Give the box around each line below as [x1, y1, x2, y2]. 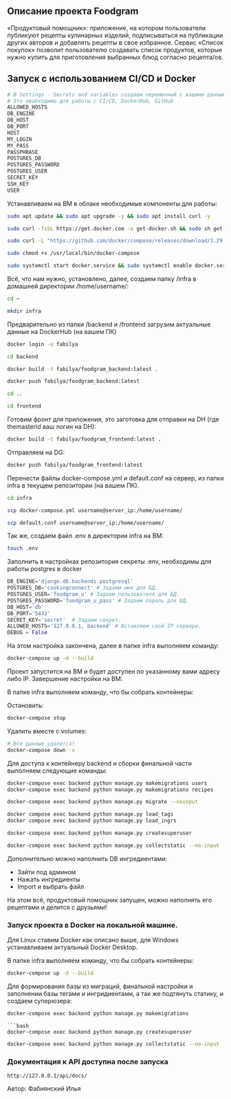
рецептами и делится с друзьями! [7, 903, 107, 911]
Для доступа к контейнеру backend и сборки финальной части [7, 759, 192, 767]
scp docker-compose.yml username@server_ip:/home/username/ [7, 507, 184, 514]
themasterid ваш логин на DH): [7, 423, 96, 430]
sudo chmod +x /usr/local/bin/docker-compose [7, 250, 140, 257]
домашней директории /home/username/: [7, 282, 129, 290]
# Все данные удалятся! [7, 740, 76, 747]
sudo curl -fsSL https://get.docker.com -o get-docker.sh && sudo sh [7, 225, 211, 232]
